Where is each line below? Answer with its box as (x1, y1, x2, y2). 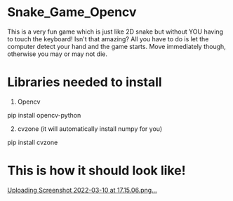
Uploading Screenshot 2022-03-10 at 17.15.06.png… (7, 186, 157, 194)
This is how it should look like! (7, 162, 186, 179)
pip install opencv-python (7, 111, 81, 119)
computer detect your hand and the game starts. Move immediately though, (7, 42, 226, 50)
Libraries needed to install (7, 74, 163, 90)
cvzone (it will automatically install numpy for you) (17, 124, 163, 133)
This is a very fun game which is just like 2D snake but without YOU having (7, 27, 223, 36)
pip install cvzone (7, 138, 58, 146)
